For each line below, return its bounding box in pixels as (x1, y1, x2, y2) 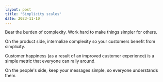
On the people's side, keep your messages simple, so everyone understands (5, 68, 158, 73)
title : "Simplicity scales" (5, 12, 62, 16)
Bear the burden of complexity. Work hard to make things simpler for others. (5, 29, 158, 35)
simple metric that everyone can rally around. (5, 58, 96, 64)
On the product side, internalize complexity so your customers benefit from (5, 39, 156, 44)
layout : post (5, 7, 32, 12)
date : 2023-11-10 (5, 16, 40, 21)
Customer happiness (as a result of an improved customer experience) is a (5, 53, 154, 59)
